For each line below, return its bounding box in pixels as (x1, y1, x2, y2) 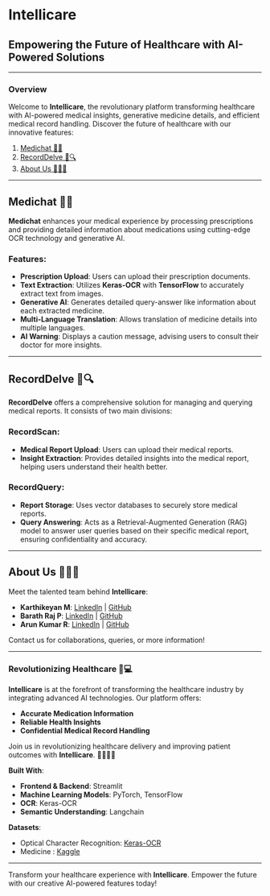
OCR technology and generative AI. (8, 234, 125, 243)
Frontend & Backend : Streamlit (19, 781, 123, 790)
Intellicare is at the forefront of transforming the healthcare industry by (8, 684, 244, 694)
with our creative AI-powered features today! (8, 878, 157, 888)
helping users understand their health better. (19, 462, 168, 471)
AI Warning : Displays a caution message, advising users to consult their (19, 332, 259, 342)
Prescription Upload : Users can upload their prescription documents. (19, 272, 251, 281)
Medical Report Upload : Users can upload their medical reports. (19, 445, 234, 454)
